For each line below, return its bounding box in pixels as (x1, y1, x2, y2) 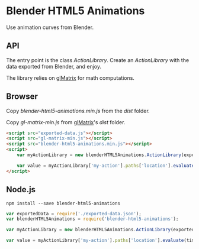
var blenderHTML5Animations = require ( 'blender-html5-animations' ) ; (6, 216, 179, 222)
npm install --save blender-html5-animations (6, 200, 120, 206)
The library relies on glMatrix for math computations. (6, 74, 135, 81)
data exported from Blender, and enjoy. (6, 63, 102, 70)
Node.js (6, 185, 36, 195)
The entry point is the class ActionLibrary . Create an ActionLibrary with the (6, 56, 190, 63)
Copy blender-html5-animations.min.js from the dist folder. (6, 107, 150, 114)
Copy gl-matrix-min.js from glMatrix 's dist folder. (6, 118, 126, 125)
